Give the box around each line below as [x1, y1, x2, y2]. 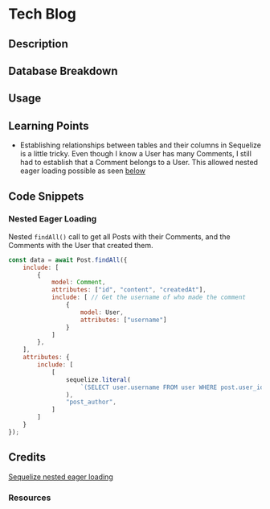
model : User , [80, 308, 125, 317]
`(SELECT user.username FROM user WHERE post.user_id [80, 383, 264, 391]
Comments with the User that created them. [8, 240, 153, 250]
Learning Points [8, 118, 89, 133]
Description [8, 37, 68, 51]
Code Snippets [8, 189, 84, 203]
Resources [8, 492, 51, 503]
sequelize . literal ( [65, 375, 131, 383]
